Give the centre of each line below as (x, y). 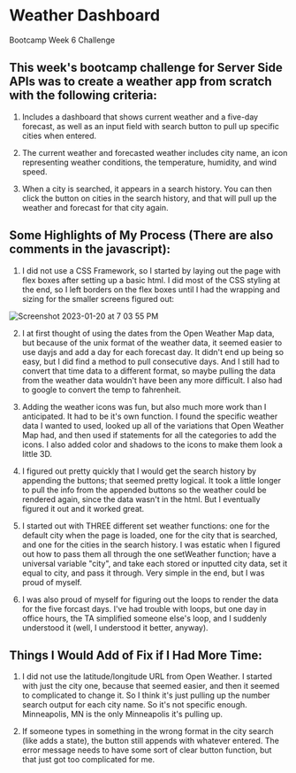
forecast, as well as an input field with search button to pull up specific (151, 126)
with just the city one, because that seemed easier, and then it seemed (151, 686)
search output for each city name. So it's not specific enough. (134, 705)
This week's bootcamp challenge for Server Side (146, 68)
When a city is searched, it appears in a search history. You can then (147, 189)
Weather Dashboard (85, 15)
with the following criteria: (83, 95)
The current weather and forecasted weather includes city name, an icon (155, 152)
